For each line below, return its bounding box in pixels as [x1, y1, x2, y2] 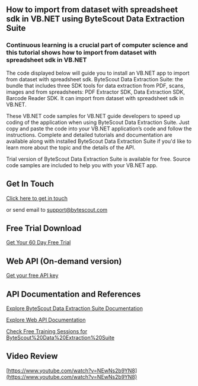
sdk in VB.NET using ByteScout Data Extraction [6, 14, 185, 24]
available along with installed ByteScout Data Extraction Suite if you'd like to [6, 138, 191, 145]
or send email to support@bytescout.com [6, 206, 108, 213]
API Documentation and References [6, 289, 141, 299]
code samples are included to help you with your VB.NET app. [6, 161, 158, 168]
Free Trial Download [6, 223, 82, 233]
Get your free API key [6, 272, 59, 279]
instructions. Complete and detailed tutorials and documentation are [6, 131, 173, 138]
